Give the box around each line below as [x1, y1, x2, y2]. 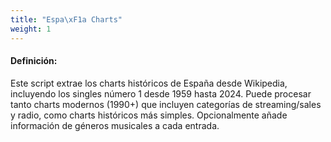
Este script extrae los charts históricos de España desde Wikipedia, [10, 77, 288, 89]
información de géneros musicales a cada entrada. [10, 119, 220, 131]
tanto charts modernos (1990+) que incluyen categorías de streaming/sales [10, 98, 322, 110]
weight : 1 [10, 24, 52, 34]
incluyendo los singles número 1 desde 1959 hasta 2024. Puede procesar [10, 87, 312, 100]
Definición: [10, 55, 58, 67]
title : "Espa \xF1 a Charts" [10, 14, 123, 25]
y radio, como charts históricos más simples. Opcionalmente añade [10, 109, 288, 121]
